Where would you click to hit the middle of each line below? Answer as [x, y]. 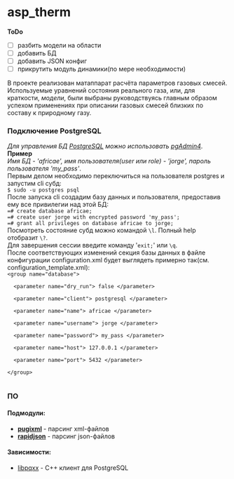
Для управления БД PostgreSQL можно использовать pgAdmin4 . [105, 146]
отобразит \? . [27, 238]
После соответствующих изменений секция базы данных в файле [106, 252]
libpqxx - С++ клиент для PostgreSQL [73, 468]
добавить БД [37, 53]
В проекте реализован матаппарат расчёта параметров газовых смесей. [117, 83]
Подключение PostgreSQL [54, 131]
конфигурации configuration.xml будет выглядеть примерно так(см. [108, 260]
